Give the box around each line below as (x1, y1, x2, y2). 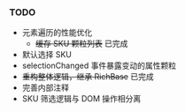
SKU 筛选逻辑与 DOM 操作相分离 (21, 93, 142, 104)
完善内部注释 (21, 82, 69, 93)
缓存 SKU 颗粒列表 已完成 (35, 38, 128, 49)
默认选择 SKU (21, 49, 73, 60)
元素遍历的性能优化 (21, 27, 93, 38)
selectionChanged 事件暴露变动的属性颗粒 (21, 60, 177, 71)
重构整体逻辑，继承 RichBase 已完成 (21, 71, 154, 82)
